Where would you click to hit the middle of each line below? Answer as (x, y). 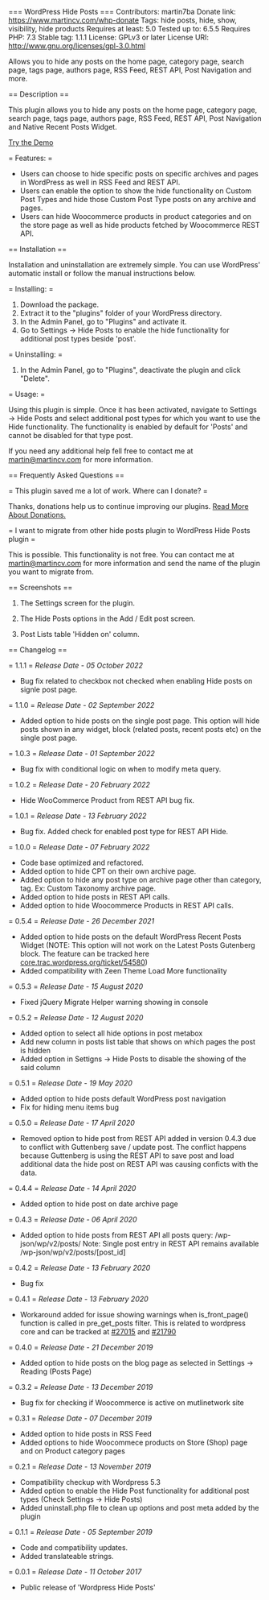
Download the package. (59, 304)
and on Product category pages (73, 1451)
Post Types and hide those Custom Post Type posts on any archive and (138, 199)
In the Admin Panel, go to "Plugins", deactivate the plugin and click (130, 370)
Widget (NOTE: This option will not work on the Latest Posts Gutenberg (137, 945)
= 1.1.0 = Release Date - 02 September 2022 (82, 705)
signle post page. (49, 689)
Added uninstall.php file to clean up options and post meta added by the (139, 1508)
